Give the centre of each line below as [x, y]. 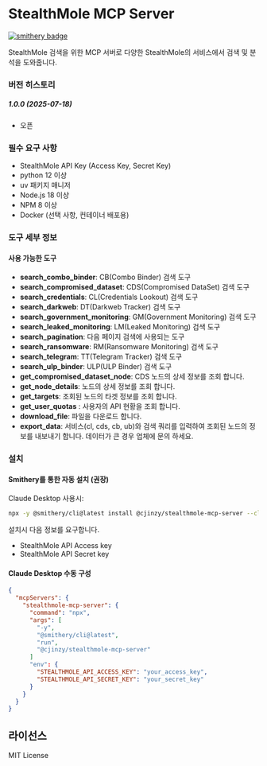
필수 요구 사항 [33, 148]
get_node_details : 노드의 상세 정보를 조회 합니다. [97, 387]
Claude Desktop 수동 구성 [50, 573]
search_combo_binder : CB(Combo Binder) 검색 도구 [105, 277]
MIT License [29, 756]
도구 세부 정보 [33, 238]
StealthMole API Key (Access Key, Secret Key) [95, 166]
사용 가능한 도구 [33, 258]
